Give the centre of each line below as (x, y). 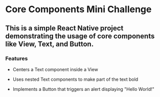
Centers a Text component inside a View (55, 69)
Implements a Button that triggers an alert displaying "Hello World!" (84, 89)
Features (17, 58)
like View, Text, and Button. (50, 44)
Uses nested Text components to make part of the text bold (75, 79)
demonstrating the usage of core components (80, 36)
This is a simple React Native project (64, 28)
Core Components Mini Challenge (78, 9)
